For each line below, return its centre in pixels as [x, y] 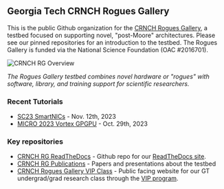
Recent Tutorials [35, 101]
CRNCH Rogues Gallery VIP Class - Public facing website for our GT [113, 171]
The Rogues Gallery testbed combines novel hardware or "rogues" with [108, 76]
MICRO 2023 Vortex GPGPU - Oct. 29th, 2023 [82, 124]
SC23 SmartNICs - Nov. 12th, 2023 [67, 117]
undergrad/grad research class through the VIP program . [98, 179]
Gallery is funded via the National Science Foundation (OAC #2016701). [108, 49]
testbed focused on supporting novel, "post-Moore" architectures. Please [111, 35]
